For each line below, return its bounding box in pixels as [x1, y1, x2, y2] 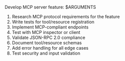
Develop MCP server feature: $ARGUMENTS [4, 4, 96, 10]
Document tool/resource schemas [11, 40, 82, 46]
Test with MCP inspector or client [11, 30, 81, 35]
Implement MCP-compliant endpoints [11, 24, 89, 30]
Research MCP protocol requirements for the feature [11, 14, 120, 19]
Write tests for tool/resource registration [11, 19, 95, 25]
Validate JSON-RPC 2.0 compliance [11, 34, 86, 40]
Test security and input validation [11, 50, 81, 56]
